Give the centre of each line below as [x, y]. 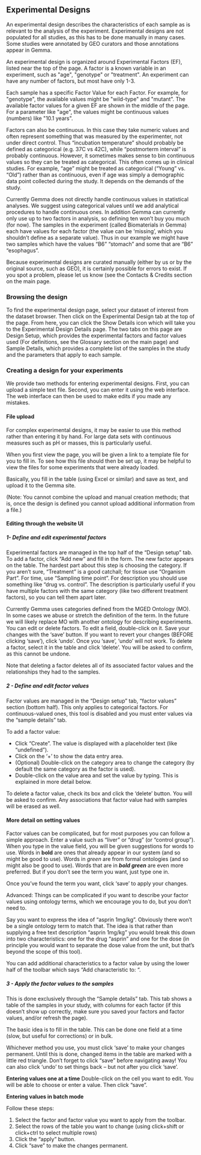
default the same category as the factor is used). [75, 769]
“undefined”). [32, 750]
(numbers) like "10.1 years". [40, 118]
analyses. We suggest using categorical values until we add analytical [92, 205]
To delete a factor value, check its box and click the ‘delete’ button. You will [99, 793]
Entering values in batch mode [45, 1097]
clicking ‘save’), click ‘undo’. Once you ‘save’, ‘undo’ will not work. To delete [99, 641]
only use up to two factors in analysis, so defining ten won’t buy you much [98, 218]
